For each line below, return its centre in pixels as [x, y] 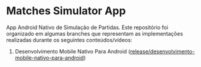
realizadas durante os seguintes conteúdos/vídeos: [69, 40]
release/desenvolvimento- [162, 51]
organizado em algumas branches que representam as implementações [95, 33]
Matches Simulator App [66, 11]
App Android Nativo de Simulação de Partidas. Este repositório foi [87, 27]
